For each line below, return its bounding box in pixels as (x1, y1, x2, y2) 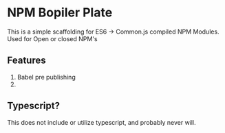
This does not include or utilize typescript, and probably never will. (7, 118, 196, 126)
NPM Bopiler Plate (7, 5, 113, 21)
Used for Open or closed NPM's (7, 34, 98, 43)
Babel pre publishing (17, 73, 76, 81)
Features (7, 55, 46, 66)
